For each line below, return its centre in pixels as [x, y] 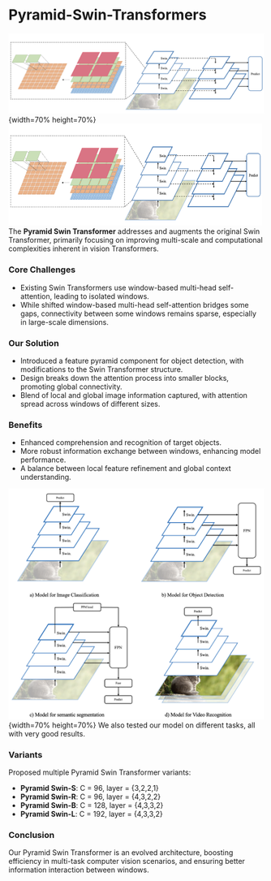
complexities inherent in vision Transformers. [84, 248]
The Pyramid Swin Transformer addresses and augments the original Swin [134, 231]
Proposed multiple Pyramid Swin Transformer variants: [100, 772]
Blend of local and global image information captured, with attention [133, 395]
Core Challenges [42, 270]
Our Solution [34, 343]
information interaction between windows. [79, 870]
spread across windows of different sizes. [90, 404]
